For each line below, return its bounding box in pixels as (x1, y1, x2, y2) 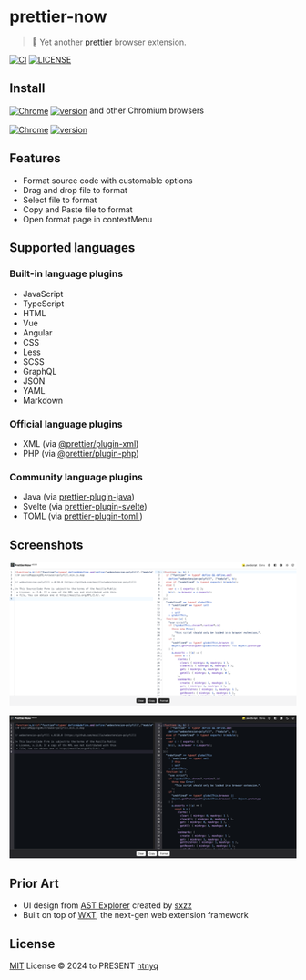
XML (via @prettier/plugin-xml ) (22, 438, 139, 449)
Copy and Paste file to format (22, 203, 134, 215)
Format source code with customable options (22, 175, 193, 186)
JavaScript (22, 288, 64, 299)
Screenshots (9, 537, 84, 552)
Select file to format (22, 194, 97, 205)
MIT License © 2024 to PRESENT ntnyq (9, 960, 159, 972)
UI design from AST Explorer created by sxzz (22, 900, 193, 911)
